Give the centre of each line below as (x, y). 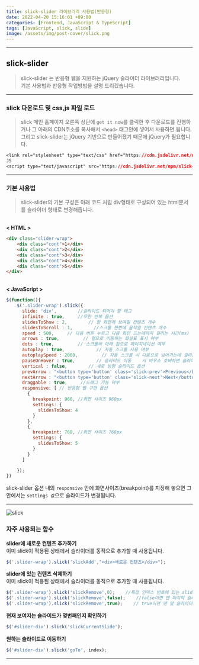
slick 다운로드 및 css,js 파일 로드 (50, 108)
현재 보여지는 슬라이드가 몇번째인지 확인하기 (56, 616)
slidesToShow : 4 (58, 410)
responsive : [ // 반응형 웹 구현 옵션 (65, 388)
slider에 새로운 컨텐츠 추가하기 (41, 543)
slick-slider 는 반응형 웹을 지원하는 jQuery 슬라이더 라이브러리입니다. (100, 78)
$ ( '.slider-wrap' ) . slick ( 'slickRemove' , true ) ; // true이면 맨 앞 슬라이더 (99, 604)
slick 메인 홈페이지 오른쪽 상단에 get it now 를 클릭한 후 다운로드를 (98, 122)
